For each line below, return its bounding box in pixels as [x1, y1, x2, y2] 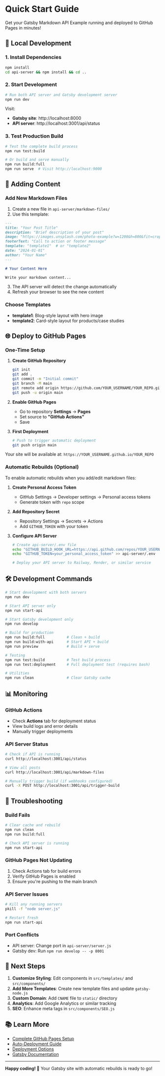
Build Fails [5, 811, 30, 818]
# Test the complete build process [5, 144, 78, 149]
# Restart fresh [5, 915, 38, 920]
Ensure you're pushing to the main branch [12, 878, 97, 884]
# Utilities [5, 671, 29, 676]
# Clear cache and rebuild [5, 823, 60, 828]
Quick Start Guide [5, 3, 80, 15]
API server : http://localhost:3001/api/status [12, 120, 100, 126]
